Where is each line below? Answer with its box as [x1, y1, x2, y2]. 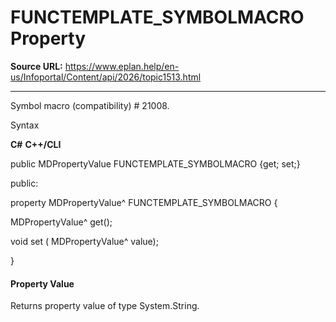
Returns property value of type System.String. [10, 300, 200, 312]
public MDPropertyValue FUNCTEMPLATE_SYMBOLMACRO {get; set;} [10, 157, 301, 170]
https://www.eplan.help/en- [64, 60, 180, 72]
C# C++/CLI [10, 138, 62, 150]
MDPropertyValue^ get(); [10, 216, 113, 228]
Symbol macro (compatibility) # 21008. [10, 99, 170, 111]
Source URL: [10, 60, 63, 72]
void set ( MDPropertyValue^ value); [10, 235, 159, 247]
